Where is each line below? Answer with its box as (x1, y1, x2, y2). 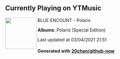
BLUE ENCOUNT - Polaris (37, 17, 91, 23)
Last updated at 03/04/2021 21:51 (37, 36, 107, 42)
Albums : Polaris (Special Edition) (37, 27, 106, 33)
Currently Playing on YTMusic (5, 4, 101, 12)
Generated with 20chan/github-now (37, 48, 115, 54)
